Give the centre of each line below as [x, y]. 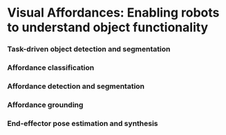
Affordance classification [51, 68]
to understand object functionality [108, 27]
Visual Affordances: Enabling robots [113, 13]
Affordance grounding [45, 105]
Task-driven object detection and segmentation [89, 49]
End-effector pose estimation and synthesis [83, 123]
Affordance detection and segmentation [76, 86]
